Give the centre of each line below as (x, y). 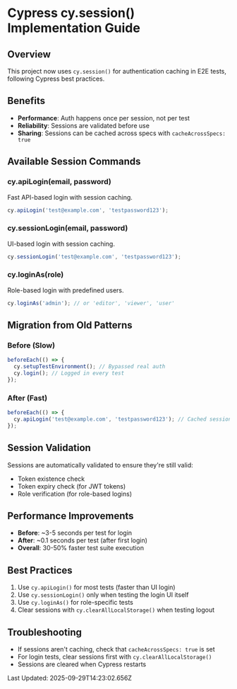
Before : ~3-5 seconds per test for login (75, 533)
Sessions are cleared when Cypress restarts (82, 664)
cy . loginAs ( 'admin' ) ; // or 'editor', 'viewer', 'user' (91, 303)
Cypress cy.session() (71, 13)
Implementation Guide (74, 28)
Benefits (26, 101)
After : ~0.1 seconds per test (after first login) (83, 540)
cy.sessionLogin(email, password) (68, 228)
